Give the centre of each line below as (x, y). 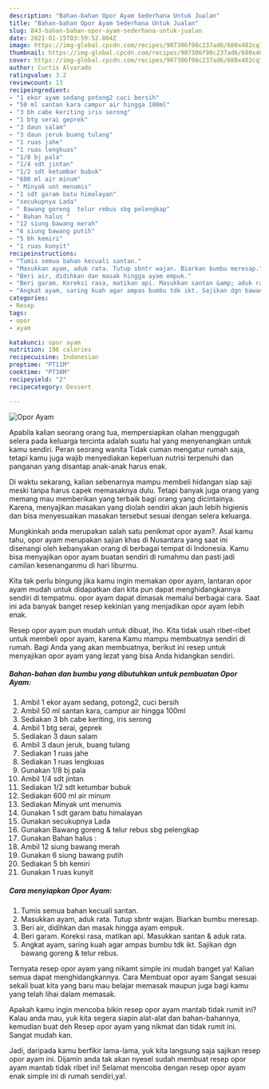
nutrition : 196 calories (50, 350)
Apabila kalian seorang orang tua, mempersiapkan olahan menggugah (125, 432)
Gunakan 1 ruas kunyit (57, 872)
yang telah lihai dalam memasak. (63, 994)
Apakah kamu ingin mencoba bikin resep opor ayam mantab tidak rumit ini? (133, 1010)
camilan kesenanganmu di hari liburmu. (74, 565)
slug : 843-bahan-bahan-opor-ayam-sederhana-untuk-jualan (106, 30)
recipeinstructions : (44, 253)
